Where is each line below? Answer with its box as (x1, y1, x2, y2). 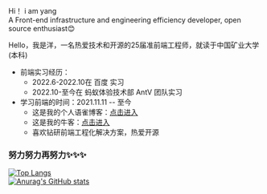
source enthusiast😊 (8, 24, 75, 33)
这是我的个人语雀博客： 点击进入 (31, 107, 138, 117)
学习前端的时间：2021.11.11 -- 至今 (19, 98, 132, 107)
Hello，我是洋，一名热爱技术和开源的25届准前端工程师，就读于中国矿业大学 (8, 40, 260, 50)
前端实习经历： (19, 67, 70, 77)
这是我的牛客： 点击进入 (31, 118, 110, 127)
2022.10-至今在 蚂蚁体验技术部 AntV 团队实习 (31, 87, 183, 97)
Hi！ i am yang (8, 6, 57, 15)
